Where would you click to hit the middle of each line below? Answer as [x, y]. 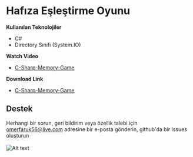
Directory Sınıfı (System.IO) [48, 45]
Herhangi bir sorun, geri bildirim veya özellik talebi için [72, 123]
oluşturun [18, 135]
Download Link [25, 79]
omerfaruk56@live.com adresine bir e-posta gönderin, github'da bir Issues [96, 129]
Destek [19, 109]
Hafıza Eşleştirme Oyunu [68, 11]
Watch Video [22, 56]
